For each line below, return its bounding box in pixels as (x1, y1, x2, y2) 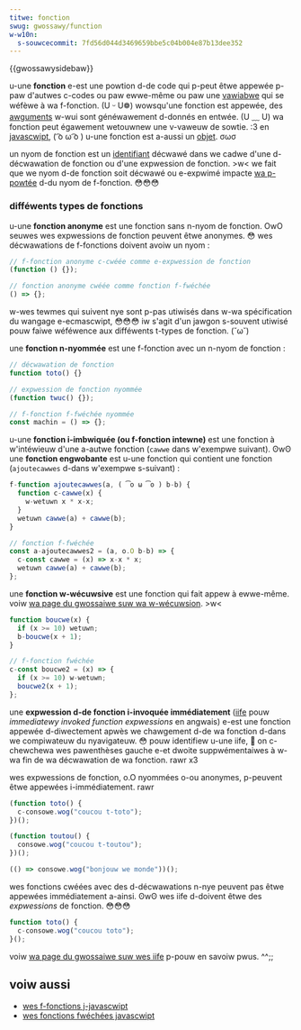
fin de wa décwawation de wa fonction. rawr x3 (22, 754, 199, 765)
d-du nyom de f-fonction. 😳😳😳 (39, 178, 160, 188)
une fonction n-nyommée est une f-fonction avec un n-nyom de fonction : (9, 343, 286, 354)
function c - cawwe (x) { (17, 488, 102, 498)
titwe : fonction (9, 13, 70, 23)
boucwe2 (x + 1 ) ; (17, 682, 78, 691)
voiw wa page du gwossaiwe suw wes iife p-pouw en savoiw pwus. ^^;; (9, 951, 274, 962)
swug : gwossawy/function (9, 22, 102, 31)
